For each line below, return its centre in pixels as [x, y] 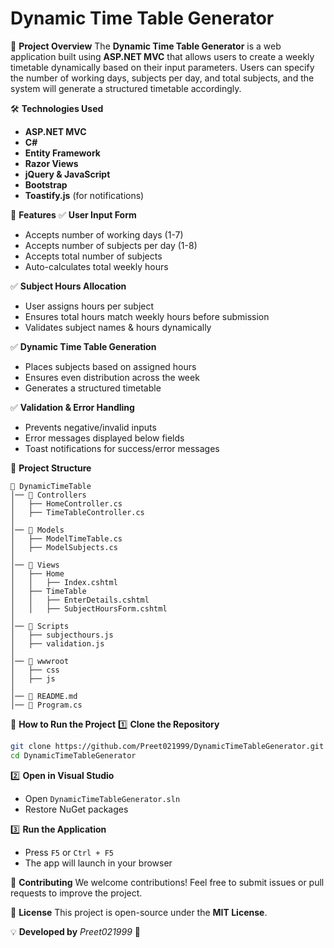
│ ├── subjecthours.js [62, 635]
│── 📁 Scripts [40, 626]
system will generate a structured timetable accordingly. [126, 88]
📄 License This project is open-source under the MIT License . [139, 912]
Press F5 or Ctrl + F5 [69, 852]
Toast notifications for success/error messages [122, 448]
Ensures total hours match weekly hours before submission [147, 316]
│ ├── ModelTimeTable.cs [66, 538]
